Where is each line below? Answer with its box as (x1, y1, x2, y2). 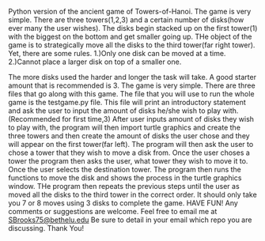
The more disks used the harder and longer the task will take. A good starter (8, 73, 257, 81)
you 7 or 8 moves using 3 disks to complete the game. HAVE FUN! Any (8, 198, 239, 208)
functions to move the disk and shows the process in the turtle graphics (8, 173, 242, 183)
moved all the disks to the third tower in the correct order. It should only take (8, 190, 257, 199)
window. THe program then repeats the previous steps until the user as (8, 182, 240, 190)
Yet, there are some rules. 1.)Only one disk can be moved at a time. (8, 49, 226, 58)
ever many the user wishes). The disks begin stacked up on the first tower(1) (8, 24, 258, 32)
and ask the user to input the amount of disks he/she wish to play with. (8, 106, 239, 115)
